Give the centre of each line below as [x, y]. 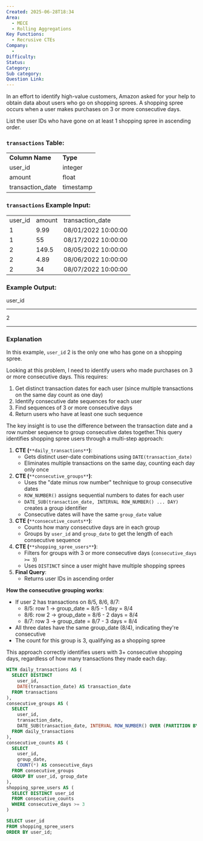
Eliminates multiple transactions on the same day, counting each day [109, 463]
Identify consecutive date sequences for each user [78, 401]
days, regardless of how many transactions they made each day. [87, 659]
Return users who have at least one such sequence [79, 414]
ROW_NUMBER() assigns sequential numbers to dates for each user [104, 495]
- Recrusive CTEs [34, 40]
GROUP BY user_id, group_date [50, 776]
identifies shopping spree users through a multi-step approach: [85, 439]
